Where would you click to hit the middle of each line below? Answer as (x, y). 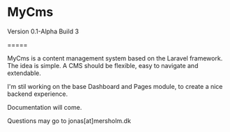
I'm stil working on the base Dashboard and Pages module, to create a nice (115, 86)
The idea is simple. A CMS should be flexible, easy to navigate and (103, 65)
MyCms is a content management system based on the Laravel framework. (115, 58)
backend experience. (38, 94)
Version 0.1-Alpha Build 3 (43, 31)
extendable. (24, 73)
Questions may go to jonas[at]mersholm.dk (69, 121)
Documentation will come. (45, 107)
